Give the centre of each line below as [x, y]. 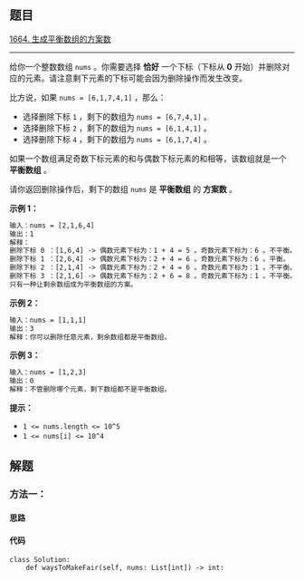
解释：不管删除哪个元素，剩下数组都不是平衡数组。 [90, 390]
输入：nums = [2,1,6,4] [52, 225]
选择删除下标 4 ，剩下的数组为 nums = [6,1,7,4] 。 [117, 139]
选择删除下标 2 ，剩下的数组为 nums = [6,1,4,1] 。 [117, 128]
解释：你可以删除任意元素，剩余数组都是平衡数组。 [90, 337]
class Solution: [40, 560]
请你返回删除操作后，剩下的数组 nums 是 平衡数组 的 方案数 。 [123, 189]
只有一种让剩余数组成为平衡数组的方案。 [73, 284]
